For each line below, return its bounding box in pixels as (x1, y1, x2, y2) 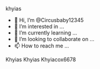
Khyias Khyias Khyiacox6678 (5, 56, 76, 63)
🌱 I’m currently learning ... (14, 29, 78, 36)
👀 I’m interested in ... (14, 23, 64, 30)
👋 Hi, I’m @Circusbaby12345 (14, 17, 84, 23)
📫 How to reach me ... (14, 42, 69, 49)
